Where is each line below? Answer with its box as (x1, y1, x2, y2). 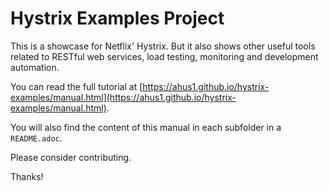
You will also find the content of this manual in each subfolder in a (10, 121, 282, 133)
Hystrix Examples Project (10, 7, 225, 30)
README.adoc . (10, 132, 63, 144)
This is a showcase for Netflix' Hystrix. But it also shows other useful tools (10, 40, 316, 52)
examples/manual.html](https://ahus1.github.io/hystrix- (10, 91, 237, 103)
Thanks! (10, 170, 44, 182)
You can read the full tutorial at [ (10, 80, 143, 92)
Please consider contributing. (10, 151, 132, 163)
